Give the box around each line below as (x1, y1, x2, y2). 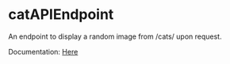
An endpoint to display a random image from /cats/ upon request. (8, 32, 222, 41)
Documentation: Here (8, 47, 79, 56)
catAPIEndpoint (8, 6, 114, 24)
